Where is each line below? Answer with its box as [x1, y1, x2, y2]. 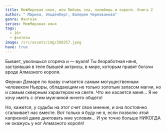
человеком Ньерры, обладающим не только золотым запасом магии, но [5, 83, 161, 90]
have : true [5, 44, 28, 49]
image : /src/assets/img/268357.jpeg [5, 40, 81, 45]
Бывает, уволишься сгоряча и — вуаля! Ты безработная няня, [5, 58, 137, 64]
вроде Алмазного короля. [5, 68, 60, 75]
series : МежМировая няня [5, 21, 57, 26]
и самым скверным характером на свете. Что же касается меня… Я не [5, 89, 158, 95]
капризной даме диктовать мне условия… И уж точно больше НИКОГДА [5, 114, 161, 120]
